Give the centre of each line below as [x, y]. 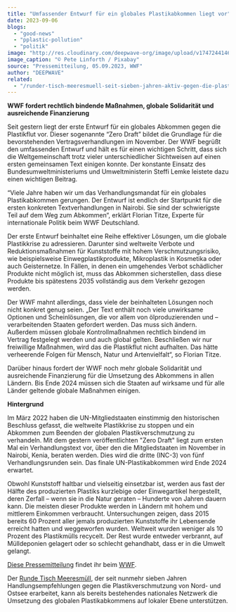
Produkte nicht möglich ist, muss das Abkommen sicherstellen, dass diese [114, 274]
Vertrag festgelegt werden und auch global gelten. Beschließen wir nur [110, 340]
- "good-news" [34, 33]
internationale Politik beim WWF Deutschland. [73, 223]
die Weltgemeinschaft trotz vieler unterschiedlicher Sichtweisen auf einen [114, 157]
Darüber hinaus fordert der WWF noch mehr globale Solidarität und [105, 368]
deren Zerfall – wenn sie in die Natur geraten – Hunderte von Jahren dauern [117, 499]
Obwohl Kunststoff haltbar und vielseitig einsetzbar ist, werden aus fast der [116, 484]
